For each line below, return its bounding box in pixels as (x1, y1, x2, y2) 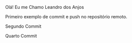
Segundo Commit (5, 23, 42, 29)
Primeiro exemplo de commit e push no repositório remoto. (5, 14, 127, 19)
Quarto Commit (5, 33, 37, 39)
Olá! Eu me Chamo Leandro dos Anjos (5, 4, 84, 10)
